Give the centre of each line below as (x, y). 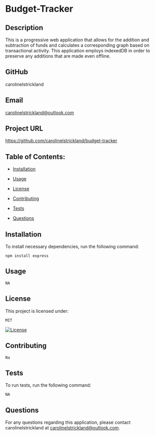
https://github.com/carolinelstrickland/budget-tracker (61, 141)
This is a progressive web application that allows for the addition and (77, 40)
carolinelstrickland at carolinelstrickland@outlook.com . (63, 428)
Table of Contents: (35, 156)
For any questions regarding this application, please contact (68, 422)
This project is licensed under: (37, 311)
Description (24, 28)
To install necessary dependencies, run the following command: (72, 247)
